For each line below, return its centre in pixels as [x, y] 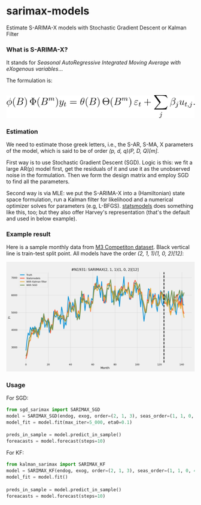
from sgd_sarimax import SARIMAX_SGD [53, 409]
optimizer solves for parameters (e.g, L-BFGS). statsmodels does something [100, 206]
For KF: [15, 453]
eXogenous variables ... [35, 69]
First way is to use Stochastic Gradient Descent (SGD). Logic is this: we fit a [99, 162]
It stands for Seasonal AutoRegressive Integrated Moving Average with [94, 63]
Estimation [22, 131]
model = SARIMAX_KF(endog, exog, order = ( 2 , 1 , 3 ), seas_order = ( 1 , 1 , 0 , [99, 471]
